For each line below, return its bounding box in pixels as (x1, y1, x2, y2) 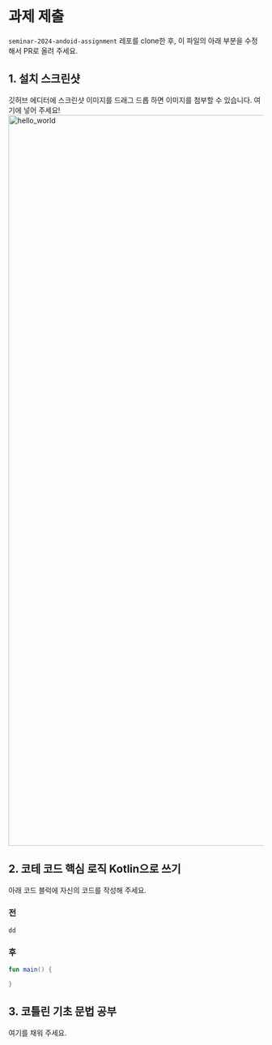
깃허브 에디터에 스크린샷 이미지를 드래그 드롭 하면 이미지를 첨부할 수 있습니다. (8, 95, 253, 105)
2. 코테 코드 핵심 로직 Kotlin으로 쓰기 (8, 862, 181, 876)
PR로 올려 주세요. (23, 45, 79, 55)
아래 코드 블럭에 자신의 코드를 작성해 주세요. (8, 885, 147, 895)
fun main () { (8, 965, 53, 974)
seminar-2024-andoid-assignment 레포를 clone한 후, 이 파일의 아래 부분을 (8, 36, 243, 45)
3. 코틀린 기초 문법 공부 (8, 1004, 117, 1019)
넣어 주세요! (23, 105, 61, 114)
